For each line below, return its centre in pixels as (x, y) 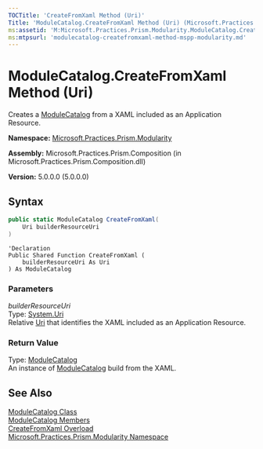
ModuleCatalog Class (43, 412)
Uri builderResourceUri (61, 227)
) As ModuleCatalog (40, 269)
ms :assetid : (27, 30)
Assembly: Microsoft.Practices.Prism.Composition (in (95, 153)
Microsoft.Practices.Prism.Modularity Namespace (88, 437)
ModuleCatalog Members (49, 420)
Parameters (31, 289)
